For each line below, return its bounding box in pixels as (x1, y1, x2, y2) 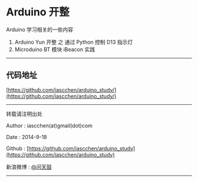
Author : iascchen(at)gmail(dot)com (6, 122, 93, 129)
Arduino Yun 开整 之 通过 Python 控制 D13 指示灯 (14, 38, 133, 45)
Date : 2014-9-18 (6, 133, 47, 140)
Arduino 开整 (6, 5, 70, 19)
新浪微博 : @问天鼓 (6, 163, 52, 170)
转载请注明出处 (6, 110, 42, 117)
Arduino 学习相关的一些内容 (6, 26, 74, 33)
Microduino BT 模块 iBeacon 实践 (14, 45, 95, 53)
